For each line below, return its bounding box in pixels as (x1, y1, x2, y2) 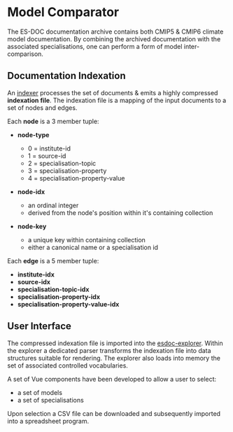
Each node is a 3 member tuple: (7, 117, 99, 125)
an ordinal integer (27, 201, 79, 209)
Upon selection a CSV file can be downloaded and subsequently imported (7, 409, 221, 417)
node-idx (17, 187, 45, 196)
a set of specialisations (17, 396, 84, 404)
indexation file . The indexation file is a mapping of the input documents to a (7, 96, 227, 104)
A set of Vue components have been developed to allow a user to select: (7, 375, 217, 383)
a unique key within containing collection (27, 235, 146, 244)
